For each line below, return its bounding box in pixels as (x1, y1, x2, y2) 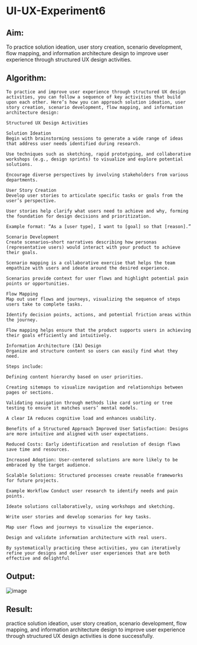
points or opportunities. (6, 280, 70, 287)
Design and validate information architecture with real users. (6, 534, 168, 540)
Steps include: (6, 363, 44, 370)
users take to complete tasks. (6, 301, 83, 307)
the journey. (6, 317, 38, 323)
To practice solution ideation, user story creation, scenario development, (6, 43, 183, 50)
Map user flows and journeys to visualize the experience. (6, 524, 155, 530)
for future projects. (6, 477, 60, 483)
